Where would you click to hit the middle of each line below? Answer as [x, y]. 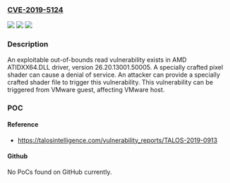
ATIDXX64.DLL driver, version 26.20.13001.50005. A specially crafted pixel [115, 67]
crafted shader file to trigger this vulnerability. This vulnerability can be [110, 82]
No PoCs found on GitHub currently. [60, 172]
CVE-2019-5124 [35, 10]
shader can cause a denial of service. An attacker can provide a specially [114, 75]
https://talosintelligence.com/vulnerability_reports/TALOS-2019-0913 [117, 140]
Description [28, 44]
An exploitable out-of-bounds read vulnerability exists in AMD [97, 59]
